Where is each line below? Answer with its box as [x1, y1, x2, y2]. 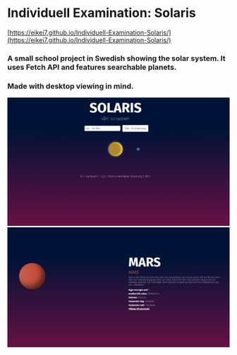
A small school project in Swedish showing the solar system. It [7, 53, 226, 63]
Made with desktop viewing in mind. [7, 81, 134, 91]
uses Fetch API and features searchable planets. [7, 62, 177, 72]
